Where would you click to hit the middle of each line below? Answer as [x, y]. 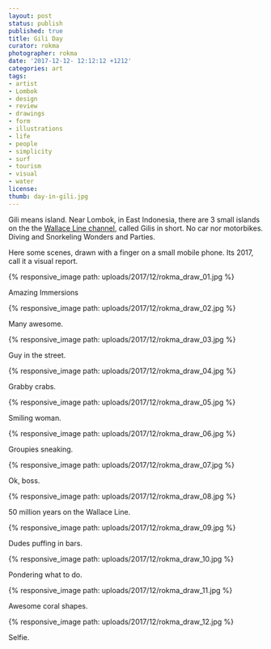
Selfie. [19, 637]
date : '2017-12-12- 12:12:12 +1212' [70, 62]
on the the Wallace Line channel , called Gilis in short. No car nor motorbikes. [136, 228]
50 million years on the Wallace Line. [70, 511]
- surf [19, 159]
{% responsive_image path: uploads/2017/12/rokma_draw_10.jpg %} [121, 558]
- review [23, 106]
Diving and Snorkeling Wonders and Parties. [82, 236]
